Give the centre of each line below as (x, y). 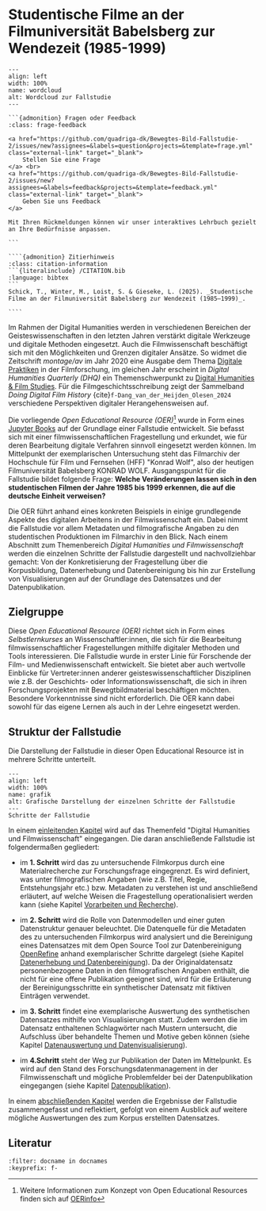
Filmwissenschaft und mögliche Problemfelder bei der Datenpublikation (136, 1078)
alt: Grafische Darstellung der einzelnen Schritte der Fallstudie (122, 802)
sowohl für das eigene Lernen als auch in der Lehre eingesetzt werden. (124, 707)
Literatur (30, 1143)
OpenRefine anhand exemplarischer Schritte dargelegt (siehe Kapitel (131, 954)
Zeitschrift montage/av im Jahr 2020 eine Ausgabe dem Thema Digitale (125, 361)
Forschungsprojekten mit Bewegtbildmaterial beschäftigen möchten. (120, 690)
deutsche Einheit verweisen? (57, 496)
